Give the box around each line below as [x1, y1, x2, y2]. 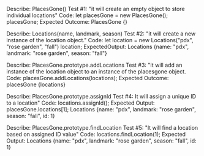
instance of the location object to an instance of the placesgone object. [6, 68, 186, 75]
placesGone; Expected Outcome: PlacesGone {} [6, 18, 127, 25]
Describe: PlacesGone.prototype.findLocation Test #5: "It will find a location [6, 124, 198, 131]
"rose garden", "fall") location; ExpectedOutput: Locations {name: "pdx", [6, 43, 189, 50]
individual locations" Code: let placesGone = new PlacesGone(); [6, 12, 168, 19]
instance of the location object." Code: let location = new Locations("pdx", [6, 37, 194, 43]
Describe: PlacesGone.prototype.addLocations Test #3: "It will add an [6, 61, 183, 69]
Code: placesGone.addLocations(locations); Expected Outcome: [6, 75, 169, 81]
